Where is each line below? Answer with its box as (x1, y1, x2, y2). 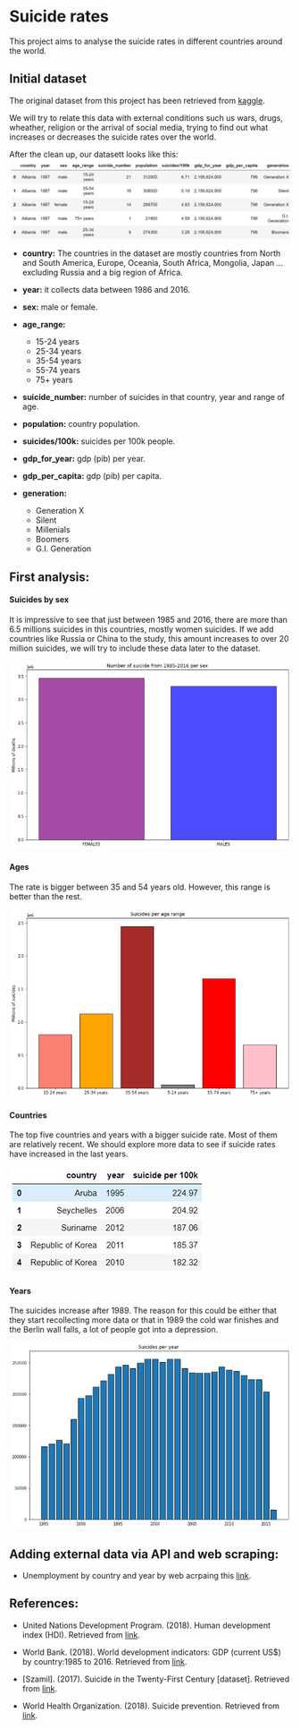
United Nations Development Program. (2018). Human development (21, 1620, 271, 1631)
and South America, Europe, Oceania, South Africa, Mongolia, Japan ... (21, 258, 284, 268)
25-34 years (35, 346, 82, 357)
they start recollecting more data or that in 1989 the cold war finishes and (9, 1315, 279, 1325)
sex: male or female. (21, 302, 98, 312)
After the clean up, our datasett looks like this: (9, 149, 179, 159)
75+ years (35, 374, 73, 386)
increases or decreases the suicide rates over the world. (9, 132, 217, 142)
